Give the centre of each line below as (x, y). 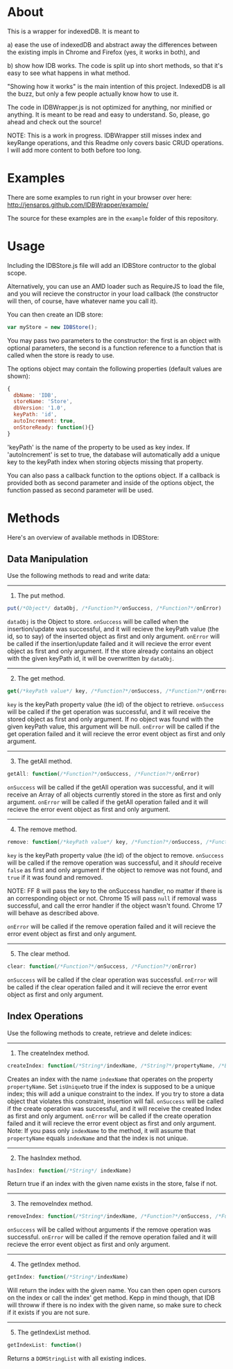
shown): (19, 376)
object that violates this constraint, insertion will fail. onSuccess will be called (115, 1101)
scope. (17, 273)
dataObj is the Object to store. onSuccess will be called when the (98, 622)
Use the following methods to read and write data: (79, 576)
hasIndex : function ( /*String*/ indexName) (69, 1171)
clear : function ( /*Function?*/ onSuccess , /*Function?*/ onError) (102, 966)
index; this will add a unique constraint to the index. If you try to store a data (115, 1094)
